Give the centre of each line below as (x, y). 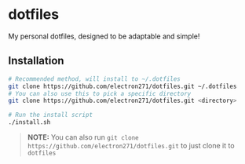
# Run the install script (50, 115)
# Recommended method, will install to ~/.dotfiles (94, 79)
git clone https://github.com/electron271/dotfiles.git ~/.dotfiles (122, 86)
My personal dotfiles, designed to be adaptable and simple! (104, 36)
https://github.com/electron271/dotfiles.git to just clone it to (131, 146)
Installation (36, 61)
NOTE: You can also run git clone (83, 137)
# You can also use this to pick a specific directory (100, 93)
